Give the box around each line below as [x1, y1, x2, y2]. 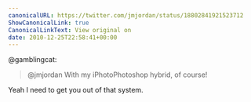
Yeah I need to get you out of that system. [8, 86, 144, 95]
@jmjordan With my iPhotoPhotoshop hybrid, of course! [27, 70, 208, 79]
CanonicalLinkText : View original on [8, 26, 132, 34]
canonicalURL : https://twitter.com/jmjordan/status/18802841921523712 [8, 11, 244, 20]
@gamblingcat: [8, 55, 57, 64]
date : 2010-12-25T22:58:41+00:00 [8, 33, 118, 42]
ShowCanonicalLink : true [8, 19, 89, 27]
